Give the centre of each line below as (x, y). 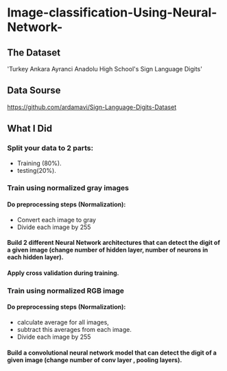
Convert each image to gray (56, 219)
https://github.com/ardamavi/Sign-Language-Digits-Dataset (92, 107)
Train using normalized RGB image (66, 291)
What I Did (30, 129)
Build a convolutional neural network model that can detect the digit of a (112, 352)
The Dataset (34, 52)
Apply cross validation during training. (63, 273)
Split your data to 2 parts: (50, 148)
